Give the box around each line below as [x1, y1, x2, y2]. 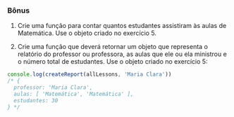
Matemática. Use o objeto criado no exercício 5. [17, 29, 157, 37]
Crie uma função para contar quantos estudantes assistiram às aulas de [17, 22, 227, 30]
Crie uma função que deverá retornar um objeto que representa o [17, 43, 208, 51]
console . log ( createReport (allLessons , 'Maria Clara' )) [7, 71, 172, 78]
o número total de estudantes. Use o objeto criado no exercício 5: [17, 57, 208, 66]
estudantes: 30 [13, 97, 58, 104]
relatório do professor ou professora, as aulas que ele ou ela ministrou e [17, 50, 227, 58]
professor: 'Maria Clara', [13, 84, 93, 91]
